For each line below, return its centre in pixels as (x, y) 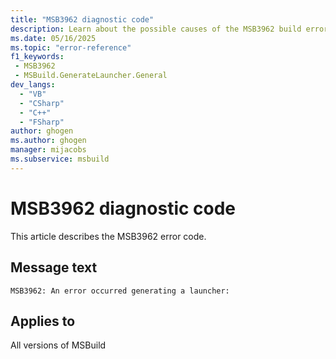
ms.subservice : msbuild (60, 159)
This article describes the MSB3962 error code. (108, 236)
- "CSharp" (42, 103)
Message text (54, 267)
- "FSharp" (42, 122)
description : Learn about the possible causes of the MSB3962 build (156, 29)
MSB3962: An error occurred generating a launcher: (120, 291)
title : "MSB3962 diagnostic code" (82, 19)
